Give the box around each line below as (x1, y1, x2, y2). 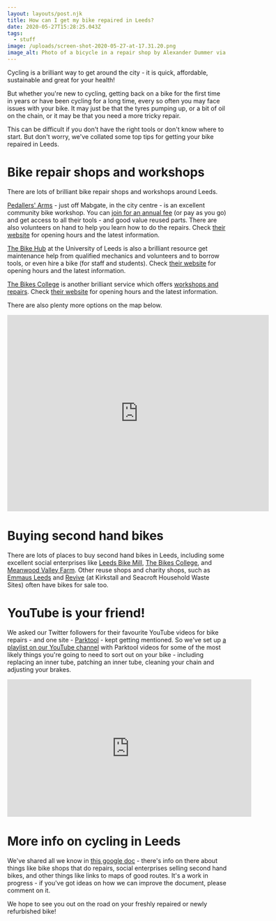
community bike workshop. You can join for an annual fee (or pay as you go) (7, 208, 227, 216)
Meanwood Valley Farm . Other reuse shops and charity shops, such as (7, 566, 210, 574)
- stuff (13, 36, 36, 43)
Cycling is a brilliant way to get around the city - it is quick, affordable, (7, 68, 208, 77)
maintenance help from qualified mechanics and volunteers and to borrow (7, 251, 220, 260)
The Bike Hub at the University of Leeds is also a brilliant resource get (7, 244, 208, 252)
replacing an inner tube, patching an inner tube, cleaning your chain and (7, 658, 215, 666)
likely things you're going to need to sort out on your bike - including (7, 650, 204, 658)
